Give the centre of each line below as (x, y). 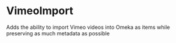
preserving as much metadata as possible (58, 33)
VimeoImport (40, 11)
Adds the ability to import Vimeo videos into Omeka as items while (88, 27)
